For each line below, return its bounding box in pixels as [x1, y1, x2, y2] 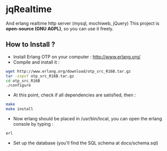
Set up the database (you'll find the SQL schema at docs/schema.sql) [13, 140, 159, 146]
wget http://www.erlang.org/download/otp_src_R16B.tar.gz [6, 69, 131, 74]
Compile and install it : [13, 59, 60, 65]
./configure [6, 83, 31, 88]
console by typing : [13, 121, 54, 127]
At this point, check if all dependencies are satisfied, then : [13, 92, 136, 98]
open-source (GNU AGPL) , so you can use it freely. [6, 25, 114, 31]
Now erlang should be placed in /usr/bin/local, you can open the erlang [13, 116, 162, 122]
